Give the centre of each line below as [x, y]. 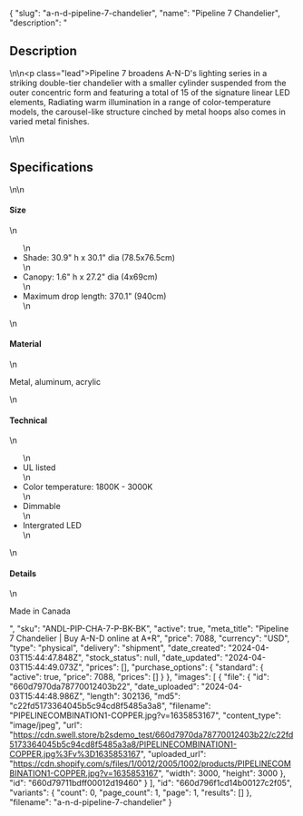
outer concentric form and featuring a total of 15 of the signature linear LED [150, 92]
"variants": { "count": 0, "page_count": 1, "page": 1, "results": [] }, [131, 792]
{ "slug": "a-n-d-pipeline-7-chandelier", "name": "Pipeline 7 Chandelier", [145, 13]
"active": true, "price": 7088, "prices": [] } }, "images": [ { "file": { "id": [139, 677]
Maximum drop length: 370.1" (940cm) [94, 296]
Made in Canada [40, 611]
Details [23, 573]
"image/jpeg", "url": [46, 725]
